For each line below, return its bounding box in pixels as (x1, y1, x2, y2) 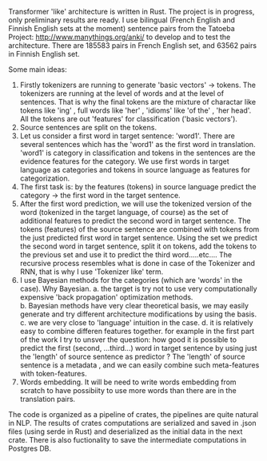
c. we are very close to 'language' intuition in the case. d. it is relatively (19, 318, 253, 327)
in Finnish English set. (8, 50, 80, 58)
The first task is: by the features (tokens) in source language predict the (19, 182, 257, 191)
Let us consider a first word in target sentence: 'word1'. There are (19, 131, 236, 141)
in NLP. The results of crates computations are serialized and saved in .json (8, 419, 257, 427)
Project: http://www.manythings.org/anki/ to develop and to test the (8, 32, 231, 42)
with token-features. (19, 369, 87, 378)
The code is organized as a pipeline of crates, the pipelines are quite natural (8, 410, 258, 419)
